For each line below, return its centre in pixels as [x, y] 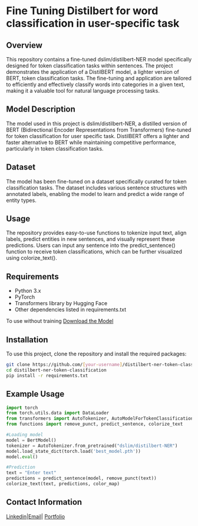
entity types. [21, 200]
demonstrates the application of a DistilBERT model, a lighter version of [93, 72]
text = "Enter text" [32, 473]
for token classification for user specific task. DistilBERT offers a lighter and [98, 136]
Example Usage [35, 394]
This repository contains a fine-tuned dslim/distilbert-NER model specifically [99, 59]
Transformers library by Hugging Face [61, 303]
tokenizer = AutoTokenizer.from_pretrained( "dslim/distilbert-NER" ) [92, 446]
